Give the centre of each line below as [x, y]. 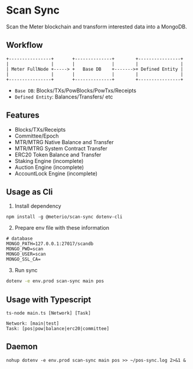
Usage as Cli [30, 192]
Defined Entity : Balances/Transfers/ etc [64, 97]
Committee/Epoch [37, 136]
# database [19, 239]
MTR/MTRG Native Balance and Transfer [64, 142]
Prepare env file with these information [62, 228]
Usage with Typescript [49, 300]
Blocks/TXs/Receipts [40, 129]
